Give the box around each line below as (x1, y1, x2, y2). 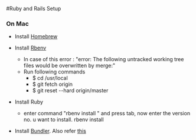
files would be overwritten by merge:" (23, 62, 116, 69)
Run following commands (23, 68, 86, 75)
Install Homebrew (14, 33, 58, 40)
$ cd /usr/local (32, 75, 68, 82)
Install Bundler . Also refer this (14, 128, 87, 135)
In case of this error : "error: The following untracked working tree (23, 56, 184, 63)
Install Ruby (14, 98, 43, 105)
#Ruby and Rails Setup (6, 5, 61, 12)
